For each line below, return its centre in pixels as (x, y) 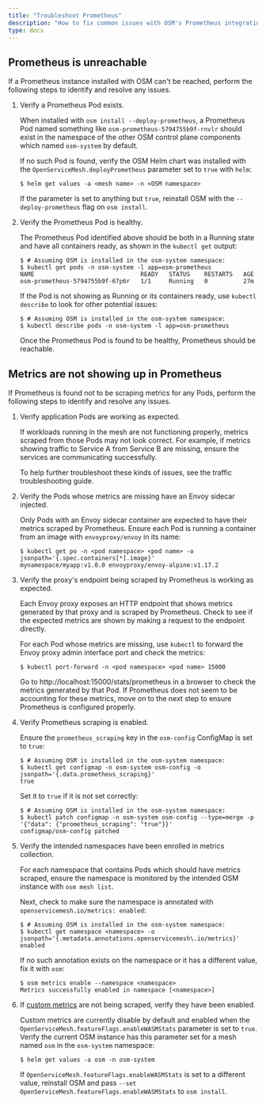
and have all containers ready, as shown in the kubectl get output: (128, 246)
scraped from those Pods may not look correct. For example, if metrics (135, 440)
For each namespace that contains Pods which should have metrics (130, 870)
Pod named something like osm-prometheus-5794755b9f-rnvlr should (131, 129)
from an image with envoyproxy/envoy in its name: (100, 537)
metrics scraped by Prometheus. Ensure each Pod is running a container (138, 528)
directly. (33, 629)
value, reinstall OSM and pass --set (78, 1083)
